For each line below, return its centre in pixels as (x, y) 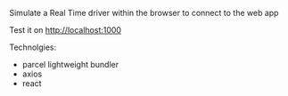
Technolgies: (33, 47)
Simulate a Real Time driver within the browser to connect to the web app (144, 13)
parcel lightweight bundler (70, 64)
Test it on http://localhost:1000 (66, 30)
